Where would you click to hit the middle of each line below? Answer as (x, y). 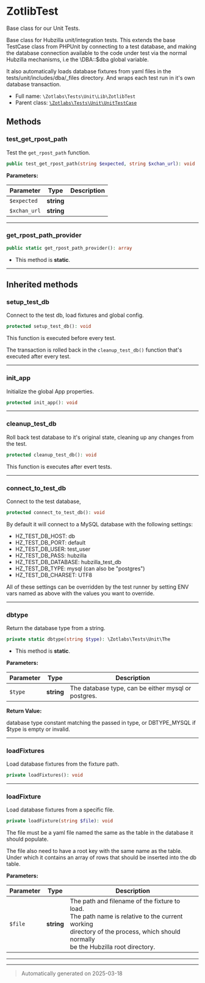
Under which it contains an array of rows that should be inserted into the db (102, 858)
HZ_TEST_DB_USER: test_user (53, 549)
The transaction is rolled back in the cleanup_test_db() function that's (94, 350)
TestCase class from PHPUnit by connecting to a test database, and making (102, 46)
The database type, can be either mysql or (131, 688)
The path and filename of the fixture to (125, 901)
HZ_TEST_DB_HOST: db (45, 536)
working (81, 924)
